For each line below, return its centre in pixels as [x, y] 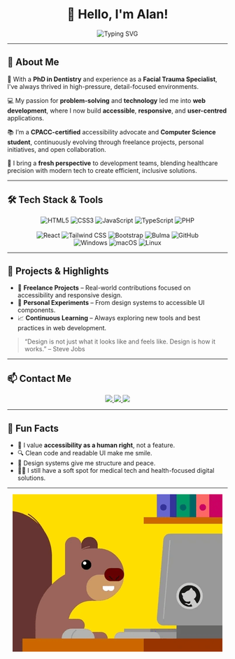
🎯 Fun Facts [33, 428]
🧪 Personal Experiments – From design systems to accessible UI [111, 303]
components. [36, 310]
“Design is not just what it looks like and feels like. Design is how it [120, 341]
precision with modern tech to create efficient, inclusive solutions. [102, 170]
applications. [26, 118]
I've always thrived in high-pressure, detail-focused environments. [103, 86]
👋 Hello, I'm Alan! [117, 14]
